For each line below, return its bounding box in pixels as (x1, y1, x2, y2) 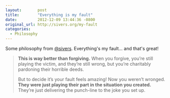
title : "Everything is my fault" (5, 12, 93, 17)
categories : (5, 27, 31, 32)
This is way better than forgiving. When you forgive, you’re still (17, 55, 153, 62)
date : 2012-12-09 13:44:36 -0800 (5, 17, 96, 22)
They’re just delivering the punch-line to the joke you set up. (17, 87, 145, 93)
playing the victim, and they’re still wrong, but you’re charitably (17, 61, 152, 67)
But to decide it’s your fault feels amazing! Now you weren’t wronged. (17, 76, 165, 82)
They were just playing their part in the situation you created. (17, 82, 152, 88)
